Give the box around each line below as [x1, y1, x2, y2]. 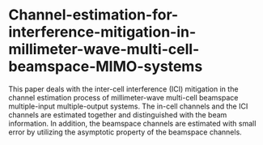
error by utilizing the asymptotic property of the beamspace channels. [8, 127, 243, 137]
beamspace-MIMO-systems [8, 58, 203, 76]
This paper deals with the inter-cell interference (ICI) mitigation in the [8, 83, 239, 94]
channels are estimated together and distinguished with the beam [8, 109, 227, 119]
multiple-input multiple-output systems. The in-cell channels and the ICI [8, 101, 248, 111]
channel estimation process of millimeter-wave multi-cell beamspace [8, 92, 239, 102]
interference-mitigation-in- [8, 23, 197, 41]
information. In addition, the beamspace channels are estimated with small [8, 118, 257, 128]
